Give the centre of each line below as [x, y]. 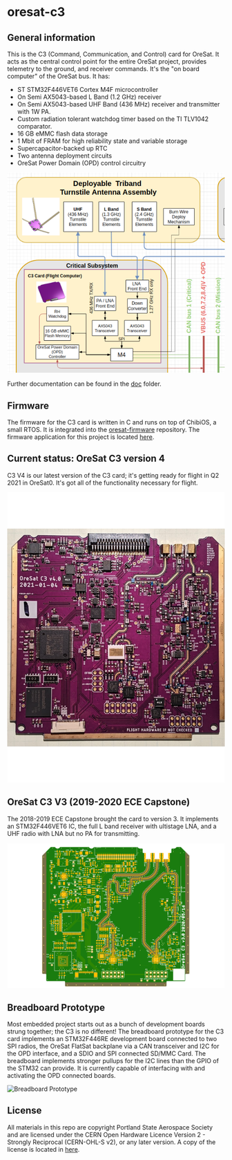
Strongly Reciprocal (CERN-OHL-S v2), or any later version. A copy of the [112, 1142]
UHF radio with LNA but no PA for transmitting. [74, 833]
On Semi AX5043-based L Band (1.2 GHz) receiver [89, 97]
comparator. [35, 126]
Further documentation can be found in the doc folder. [85, 384]
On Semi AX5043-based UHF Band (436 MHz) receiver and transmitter [118, 104]
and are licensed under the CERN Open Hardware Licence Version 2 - [106, 1134]
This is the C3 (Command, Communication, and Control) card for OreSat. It [113, 54]
